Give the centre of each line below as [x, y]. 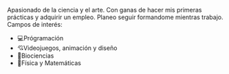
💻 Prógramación [40, 38]
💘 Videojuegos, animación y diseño [67, 48]
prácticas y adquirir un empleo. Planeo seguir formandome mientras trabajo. [115, 17]
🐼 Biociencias [35, 56]
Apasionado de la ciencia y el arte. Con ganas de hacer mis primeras [105, 10]
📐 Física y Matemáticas [49, 63]
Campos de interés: [35, 24]
